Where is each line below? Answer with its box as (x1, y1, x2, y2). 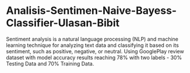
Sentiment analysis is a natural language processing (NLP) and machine (6, 35, 179, 42)
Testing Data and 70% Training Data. (6, 60, 94, 67)
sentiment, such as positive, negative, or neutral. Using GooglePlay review (6, 48, 185, 54)
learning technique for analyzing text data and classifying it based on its (6, 42, 179, 49)
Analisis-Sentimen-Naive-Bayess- (6, 4, 177, 17)
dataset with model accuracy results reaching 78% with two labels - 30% (6, 54, 182, 61)
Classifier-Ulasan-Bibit (6, 16, 120, 30)
